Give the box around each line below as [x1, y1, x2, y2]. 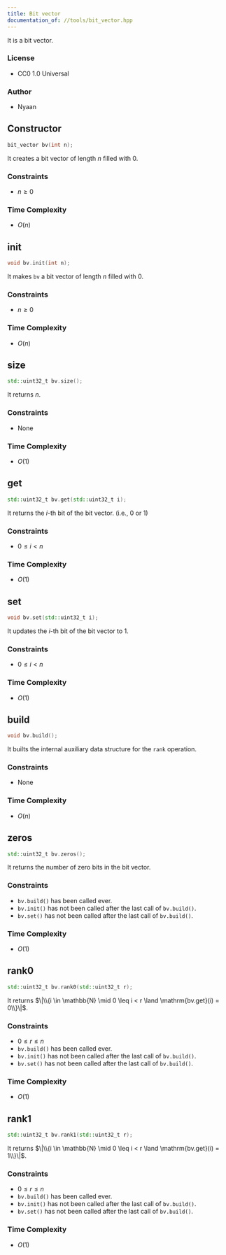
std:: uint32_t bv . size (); [7, 378, 83, 385]
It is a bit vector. [7, 36, 54, 44]
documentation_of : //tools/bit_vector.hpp [7, 17, 133, 24]
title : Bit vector [7, 10, 61, 17]
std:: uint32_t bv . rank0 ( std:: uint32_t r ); [7, 984, 133, 991]
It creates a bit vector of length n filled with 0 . [7, 154, 139, 162]
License [7, 53, 35, 63]
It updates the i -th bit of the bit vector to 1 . [7, 627, 129, 635]
